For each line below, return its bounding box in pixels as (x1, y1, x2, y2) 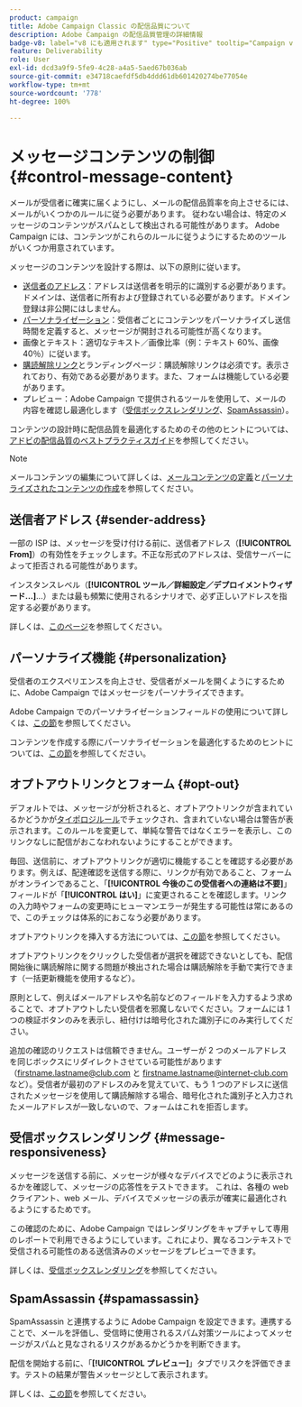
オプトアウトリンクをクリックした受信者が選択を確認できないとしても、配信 (9, 950, 293, 961)
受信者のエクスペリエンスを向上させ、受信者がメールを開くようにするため (9, 676, 286, 686)
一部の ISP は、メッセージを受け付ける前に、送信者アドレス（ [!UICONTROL (9, 538, 292, 548)
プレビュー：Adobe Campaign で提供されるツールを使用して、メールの (22, 393, 287, 404)
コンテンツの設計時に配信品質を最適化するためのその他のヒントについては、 (9, 424, 294, 435)
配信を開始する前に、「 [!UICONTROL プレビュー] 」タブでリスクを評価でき (9, 1358, 284, 1369)
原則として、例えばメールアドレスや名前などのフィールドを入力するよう (9, 991, 278, 1002)
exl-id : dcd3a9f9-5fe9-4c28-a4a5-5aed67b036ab (9, 64, 188, 73)
